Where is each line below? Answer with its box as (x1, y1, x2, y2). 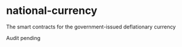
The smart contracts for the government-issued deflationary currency (6, 23, 176, 30)
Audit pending (6, 34, 41, 41)
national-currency (6, 4, 97, 17)
